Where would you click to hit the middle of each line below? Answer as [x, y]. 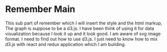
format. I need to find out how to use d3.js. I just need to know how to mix [81, 39]
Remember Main [40, 9]
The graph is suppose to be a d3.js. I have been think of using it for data [80, 28]
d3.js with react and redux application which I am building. [66, 44]
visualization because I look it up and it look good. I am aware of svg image [83, 33]
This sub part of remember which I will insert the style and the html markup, [84, 23]
